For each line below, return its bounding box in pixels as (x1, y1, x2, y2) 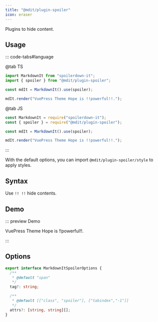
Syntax (5, 177, 28, 185)
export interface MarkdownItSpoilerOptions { (5, 266, 102, 271)
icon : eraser (5, 12, 33, 17)
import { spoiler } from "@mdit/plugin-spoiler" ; (5, 78, 111, 83)
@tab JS (5, 105, 23, 111)
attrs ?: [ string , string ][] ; (10, 307, 71, 312)
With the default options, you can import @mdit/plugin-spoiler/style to (5, 157, 153, 163)
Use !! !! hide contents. (5, 190, 57, 197)
